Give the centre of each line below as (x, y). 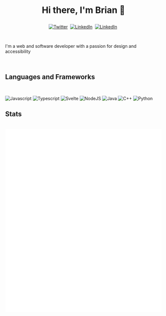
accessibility (18, 51)
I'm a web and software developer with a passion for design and (71, 46)
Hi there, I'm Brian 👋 (83, 10)
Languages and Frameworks (50, 77)
